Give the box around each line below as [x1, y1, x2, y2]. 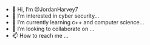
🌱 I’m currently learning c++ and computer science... [12, 19, 145, 26]
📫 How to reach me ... [12, 32, 69, 39]
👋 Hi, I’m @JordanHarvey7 [12, 6, 78, 13]
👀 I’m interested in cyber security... [12, 12, 100, 19]
